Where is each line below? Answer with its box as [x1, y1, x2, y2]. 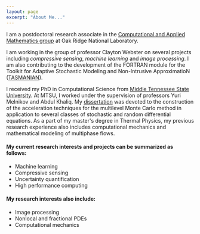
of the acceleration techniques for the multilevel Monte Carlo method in [6, 104, 182, 111]
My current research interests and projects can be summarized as [6, 143, 174, 151]
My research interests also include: [6, 195, 96, 202]
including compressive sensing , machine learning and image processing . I [6, 55, 189, 62]
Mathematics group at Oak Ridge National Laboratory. [6, 37, 139, 44]
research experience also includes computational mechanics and [6, 123, 167, 130]
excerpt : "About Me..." [6, 14, 66, 20]
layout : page [6, 8, 39, 15]
